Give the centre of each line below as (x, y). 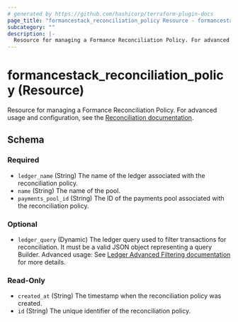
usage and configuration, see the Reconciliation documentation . (101, 118)
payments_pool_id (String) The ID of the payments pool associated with (121, 198)
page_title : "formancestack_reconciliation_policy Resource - (101, 21)
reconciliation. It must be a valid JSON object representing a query (115, 247)
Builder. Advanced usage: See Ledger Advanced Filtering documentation (124, 255)
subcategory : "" (31, 27)
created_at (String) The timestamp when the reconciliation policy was (119, 296)
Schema (26, 140)
